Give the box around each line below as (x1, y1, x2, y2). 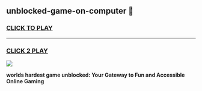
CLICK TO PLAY (6, 24, 53, 32)
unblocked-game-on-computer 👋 (6, 6, 134, 16)
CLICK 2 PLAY (6, 46, 48, 54)
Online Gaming (6, 77, 44, 84)
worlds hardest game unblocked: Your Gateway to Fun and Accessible (6, 71, 185, 78)
